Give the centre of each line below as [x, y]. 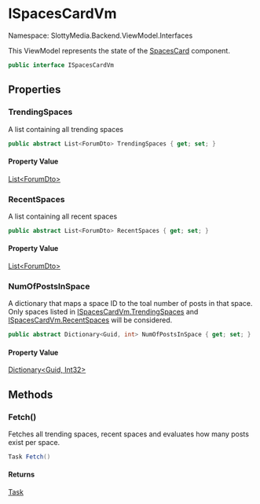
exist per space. [34, 443]
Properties [35, 90]
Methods [31, 394]
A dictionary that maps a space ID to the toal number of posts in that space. [130, 304]
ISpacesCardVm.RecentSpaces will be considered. [90, 320]
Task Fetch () [29, 457]
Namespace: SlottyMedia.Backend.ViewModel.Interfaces [101, 35]
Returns [22, 475]
